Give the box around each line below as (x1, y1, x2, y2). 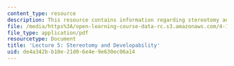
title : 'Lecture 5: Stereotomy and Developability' (7, 42, 160, 49)
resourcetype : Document (7, 36, 77, 43)
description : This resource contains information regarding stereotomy (7, 16, 219, 23)
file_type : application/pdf (7, 29, 89, 36)
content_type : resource (7, 10, 77, 17)
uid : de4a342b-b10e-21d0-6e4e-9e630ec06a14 (7, 49, 136, 56)
